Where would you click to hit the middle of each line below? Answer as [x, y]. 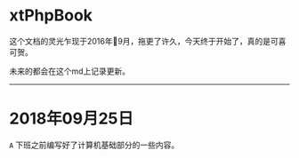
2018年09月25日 [71, 118]
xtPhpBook [51, 16]
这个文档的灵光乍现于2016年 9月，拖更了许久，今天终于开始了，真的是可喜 [148, 41]
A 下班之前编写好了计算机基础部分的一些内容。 [94, 145]
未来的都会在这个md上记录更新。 [70, 71]
